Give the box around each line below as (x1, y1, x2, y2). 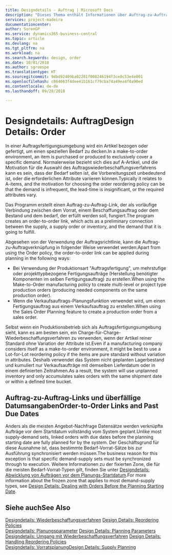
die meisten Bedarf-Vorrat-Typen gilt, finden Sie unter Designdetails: (5, 467, 150, 473)
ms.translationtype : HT (5, 70, 56, 75)
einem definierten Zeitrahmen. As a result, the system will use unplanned (5, 367, 158, 374)
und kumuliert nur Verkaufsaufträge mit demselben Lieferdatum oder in (5, 362, 156, 368)
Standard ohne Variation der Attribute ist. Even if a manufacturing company (5, 340, 163, 346)
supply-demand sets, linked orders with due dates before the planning (5, 434, 154, 440)
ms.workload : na (5, 50, 40, 55)
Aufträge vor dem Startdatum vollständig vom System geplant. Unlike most (5, 428, 162, 435)
